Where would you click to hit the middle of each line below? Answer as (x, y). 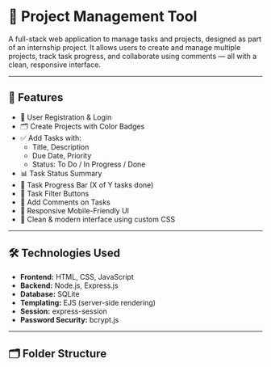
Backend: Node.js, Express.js (69, 285)
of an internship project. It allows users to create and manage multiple (125, 47)
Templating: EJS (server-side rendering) (88, 302)
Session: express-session (63, 311)
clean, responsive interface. (54, 65)
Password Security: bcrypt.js (69, 319)
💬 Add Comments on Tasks (65, 202)
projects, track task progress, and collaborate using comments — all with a (133, 56)
